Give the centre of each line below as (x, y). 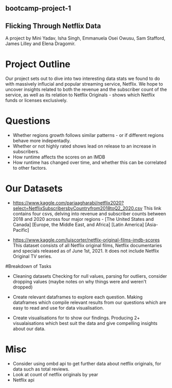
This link (152, 208)
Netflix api (24, 380)
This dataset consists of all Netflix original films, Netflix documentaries (87, 246)
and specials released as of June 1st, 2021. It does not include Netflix (86, 251)
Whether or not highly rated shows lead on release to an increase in (84, 146)
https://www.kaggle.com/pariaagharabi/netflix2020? (68, 203)
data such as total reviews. (41, 369)
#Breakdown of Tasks (28, 267)
